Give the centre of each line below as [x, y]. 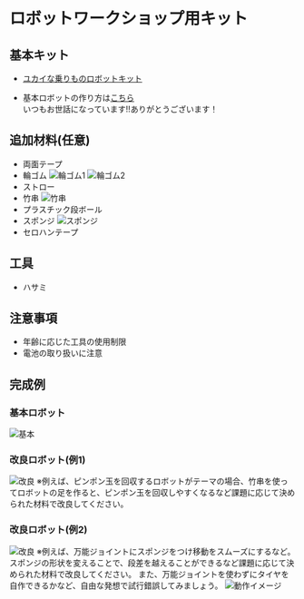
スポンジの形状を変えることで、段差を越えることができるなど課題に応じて [148, 563]
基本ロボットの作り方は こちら [78, 98]
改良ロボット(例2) [49, 530]
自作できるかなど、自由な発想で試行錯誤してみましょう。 [116, 585]
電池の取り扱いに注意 [62, 353]
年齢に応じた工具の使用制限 [74, 342]
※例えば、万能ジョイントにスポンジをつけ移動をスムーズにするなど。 [166, 551]
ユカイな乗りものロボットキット [82, 79]
